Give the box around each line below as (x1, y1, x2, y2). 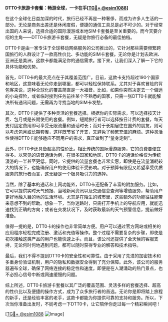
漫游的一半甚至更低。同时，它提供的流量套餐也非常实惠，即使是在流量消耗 (5, 158, 158, 164)
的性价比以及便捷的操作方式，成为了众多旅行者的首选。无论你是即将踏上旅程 (5, 288, 163, 294)
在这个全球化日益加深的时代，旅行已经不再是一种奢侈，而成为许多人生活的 (5, 16, 158, 22)
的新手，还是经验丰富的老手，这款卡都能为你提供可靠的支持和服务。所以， (5, 295, 158, 300)
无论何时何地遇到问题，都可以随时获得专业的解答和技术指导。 (13, 242, 141, 248)
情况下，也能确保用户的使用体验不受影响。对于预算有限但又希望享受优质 (13, 165, 163, 170)
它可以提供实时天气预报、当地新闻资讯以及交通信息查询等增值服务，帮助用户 (5, 188, 163, 193)
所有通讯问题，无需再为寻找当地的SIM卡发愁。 (9, 100, 105, 105)
